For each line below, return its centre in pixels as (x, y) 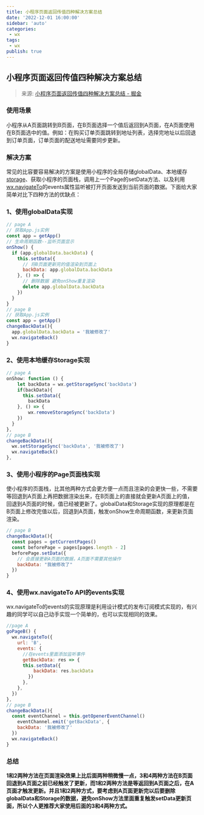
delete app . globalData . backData (63, 287)
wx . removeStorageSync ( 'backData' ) (72, 413)
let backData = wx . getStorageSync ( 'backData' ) (77, 384)
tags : (13, 40)
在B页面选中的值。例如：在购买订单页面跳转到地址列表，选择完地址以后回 (99, 132)
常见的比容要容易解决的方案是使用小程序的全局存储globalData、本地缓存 (97, 172)
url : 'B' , (30, 643)
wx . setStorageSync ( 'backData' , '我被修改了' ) (68, 446)
